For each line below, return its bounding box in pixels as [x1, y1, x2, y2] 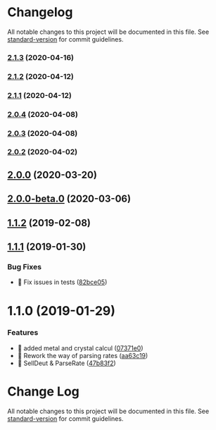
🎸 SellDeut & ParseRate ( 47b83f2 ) [17, 359, 116, 367]
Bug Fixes [7, 262, 42, 271]
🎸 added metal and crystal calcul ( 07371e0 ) [17, 343, 144, 352]
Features [7, 328, 39, 338]
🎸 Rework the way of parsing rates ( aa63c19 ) [17, 351, 148, 360]
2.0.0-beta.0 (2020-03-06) [7, 193, 132, 205]
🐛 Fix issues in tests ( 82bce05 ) [17, 278, 108, 286]
